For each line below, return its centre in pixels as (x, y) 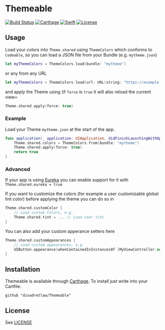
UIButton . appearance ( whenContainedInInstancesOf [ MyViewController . (85, 249)
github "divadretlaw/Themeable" (38, 296)
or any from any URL (26, 73)
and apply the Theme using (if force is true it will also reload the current (78, 92)
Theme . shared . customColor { (34, 208)
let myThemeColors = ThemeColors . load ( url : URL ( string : (63, 82)
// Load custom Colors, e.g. (44, 213)
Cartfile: (13, 287)
